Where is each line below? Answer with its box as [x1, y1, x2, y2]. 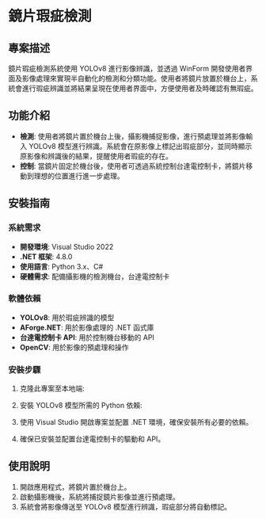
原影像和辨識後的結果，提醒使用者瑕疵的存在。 [19, 151, 173, 161]
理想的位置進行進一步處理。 [33, 171, 124, 181]
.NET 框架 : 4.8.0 [19, 251, 73, 261]
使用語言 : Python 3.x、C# [19, 261, 104, 271]
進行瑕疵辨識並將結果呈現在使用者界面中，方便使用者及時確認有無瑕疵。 [21, 84, 258, 93]
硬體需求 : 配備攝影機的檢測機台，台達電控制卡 [19, 271, 170, 281]
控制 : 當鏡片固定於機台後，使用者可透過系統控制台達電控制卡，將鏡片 [19, 161, 246, 170]
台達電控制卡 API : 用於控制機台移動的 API [19, 332, 154, 342]
